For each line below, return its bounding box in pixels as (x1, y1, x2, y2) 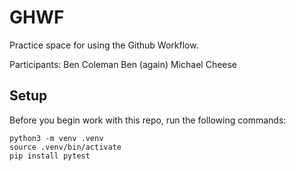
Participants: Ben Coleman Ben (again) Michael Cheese (9, 58, 238, 70)
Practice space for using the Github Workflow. (9, 39, 199, 51)
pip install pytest (9, 151, 91, 161)
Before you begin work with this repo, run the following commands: (9, 114, 287, 126)
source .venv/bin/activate (9, 142, 122, 152)
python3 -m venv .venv (9, 133, 104, 143)
